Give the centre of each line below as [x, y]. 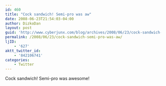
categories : [17, 60]
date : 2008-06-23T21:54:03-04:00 [40, 19]
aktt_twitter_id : [23, 51]
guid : [11, 32]
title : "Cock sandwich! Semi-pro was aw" [48, 14]
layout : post [19, 28]
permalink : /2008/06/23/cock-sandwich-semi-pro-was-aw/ [64, 37]
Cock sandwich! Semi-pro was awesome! [47, 79]
